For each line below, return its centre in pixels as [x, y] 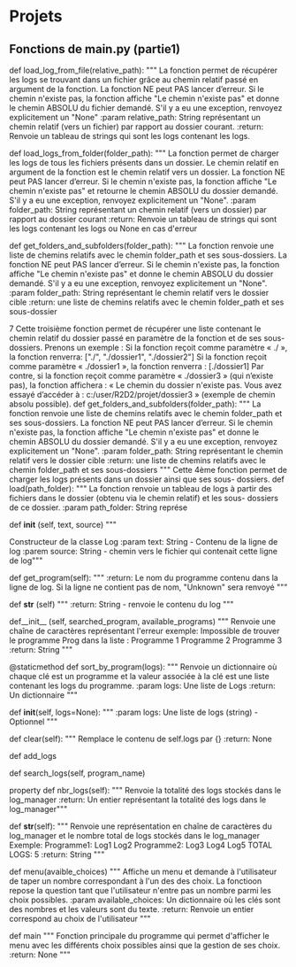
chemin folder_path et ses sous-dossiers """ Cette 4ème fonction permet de [148, 470]
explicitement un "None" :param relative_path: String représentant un [135, 117]
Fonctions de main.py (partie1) [95, 49]
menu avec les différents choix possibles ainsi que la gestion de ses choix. [145, 945]
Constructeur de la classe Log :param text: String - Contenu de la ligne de [144, 542]
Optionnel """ [34, 722]
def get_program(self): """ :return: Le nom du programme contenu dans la [144, 578]
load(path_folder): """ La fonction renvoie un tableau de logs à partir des [140, 488]
